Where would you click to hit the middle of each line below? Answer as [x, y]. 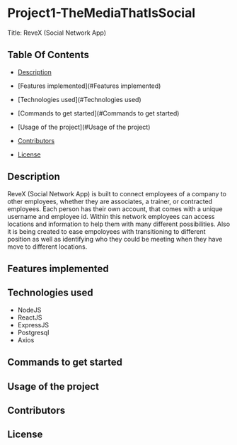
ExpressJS [33, 325]
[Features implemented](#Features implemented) [89, 86]
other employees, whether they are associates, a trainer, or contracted [110, 201]
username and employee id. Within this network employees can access [111, 216]
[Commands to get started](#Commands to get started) [98, 113]
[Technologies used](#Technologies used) [79, 99]
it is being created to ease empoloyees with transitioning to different [107, 231]
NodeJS [29, 310]
